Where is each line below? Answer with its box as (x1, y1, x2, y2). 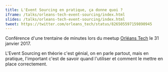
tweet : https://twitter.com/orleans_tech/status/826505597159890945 (5, 21, 152, 27)
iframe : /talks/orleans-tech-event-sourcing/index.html (5, 12, 125, 17)
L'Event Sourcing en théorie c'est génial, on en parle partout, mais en (5, 50, 149, 56)
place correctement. (5, 61, 47, 67)
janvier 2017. (5, 41, 31, 47)
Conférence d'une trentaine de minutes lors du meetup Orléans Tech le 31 (5, 35, 159, 41)
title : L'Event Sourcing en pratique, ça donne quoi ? (5, 7, 123, 13)
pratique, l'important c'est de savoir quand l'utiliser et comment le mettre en (5, 56, 163, 62)
